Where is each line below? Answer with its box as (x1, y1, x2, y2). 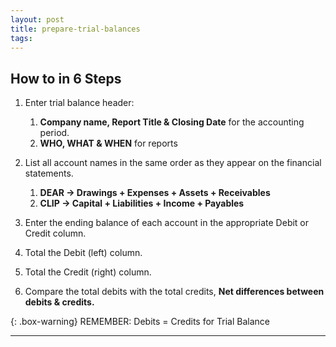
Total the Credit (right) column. (24, 266, 152, 278)
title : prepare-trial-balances (10, 24, 141, 34)
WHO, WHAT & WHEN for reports (39, 137, 178, 150)
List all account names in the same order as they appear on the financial (24, 157, 322, 169)
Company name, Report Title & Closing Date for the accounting (39, 116, 305, 128)
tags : (10, 33, 33, 43)
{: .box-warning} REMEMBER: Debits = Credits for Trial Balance (10, 316, 270, 328)
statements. (24, 167, 74, 180)
